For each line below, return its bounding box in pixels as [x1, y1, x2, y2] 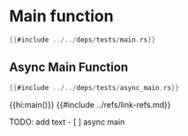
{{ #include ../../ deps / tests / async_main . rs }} [9, 83, 179, 92]
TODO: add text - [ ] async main [9, 117, 125, 127]
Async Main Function [9, 60, 129, 75]
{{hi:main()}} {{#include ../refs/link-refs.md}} [9, 99, 171, 110]
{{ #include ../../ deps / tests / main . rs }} [9, 35, 156, 44]
